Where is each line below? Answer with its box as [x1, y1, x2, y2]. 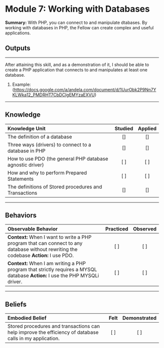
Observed [133, 225, 157, 232]
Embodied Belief [7, 315, 47, 322]
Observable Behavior [7, 225, 58, 232]
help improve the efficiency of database [7, 329, 99, 336]
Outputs [5, 44, 31, 52]
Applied [138, 125, 157, 132]
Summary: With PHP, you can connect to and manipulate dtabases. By [5, 20, 147, 25]
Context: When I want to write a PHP [7, 234, 92, 241]
